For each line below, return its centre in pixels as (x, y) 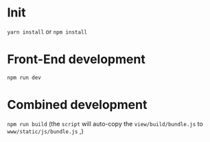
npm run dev (24, 78)
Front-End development (76, 59)
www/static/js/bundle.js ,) (45, 131)
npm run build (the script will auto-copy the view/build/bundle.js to (105, 123)
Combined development (77, 105)
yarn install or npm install (47, 32)
